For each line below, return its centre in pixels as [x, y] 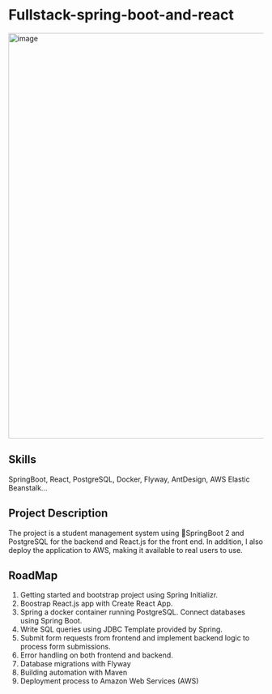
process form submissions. [65, 647]
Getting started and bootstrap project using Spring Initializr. [119, 595]
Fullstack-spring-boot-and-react [121, 15]
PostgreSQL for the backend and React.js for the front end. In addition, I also [136, 542]
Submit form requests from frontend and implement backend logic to [135, 638]
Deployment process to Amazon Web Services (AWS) [109, 681]
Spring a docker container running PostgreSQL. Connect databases [132, 612]
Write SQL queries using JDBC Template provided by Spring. [121, 629]
